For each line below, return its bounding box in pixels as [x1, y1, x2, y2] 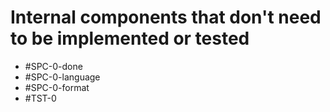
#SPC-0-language [24, 71, 101, 83]
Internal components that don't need [10, 6, 322, 29]
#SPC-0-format [24, 81, 90, 93]
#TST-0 [24, 92, 57, 104]
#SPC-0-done [24, 60, 83, 72]
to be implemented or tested [10, 27, 250, 50]
